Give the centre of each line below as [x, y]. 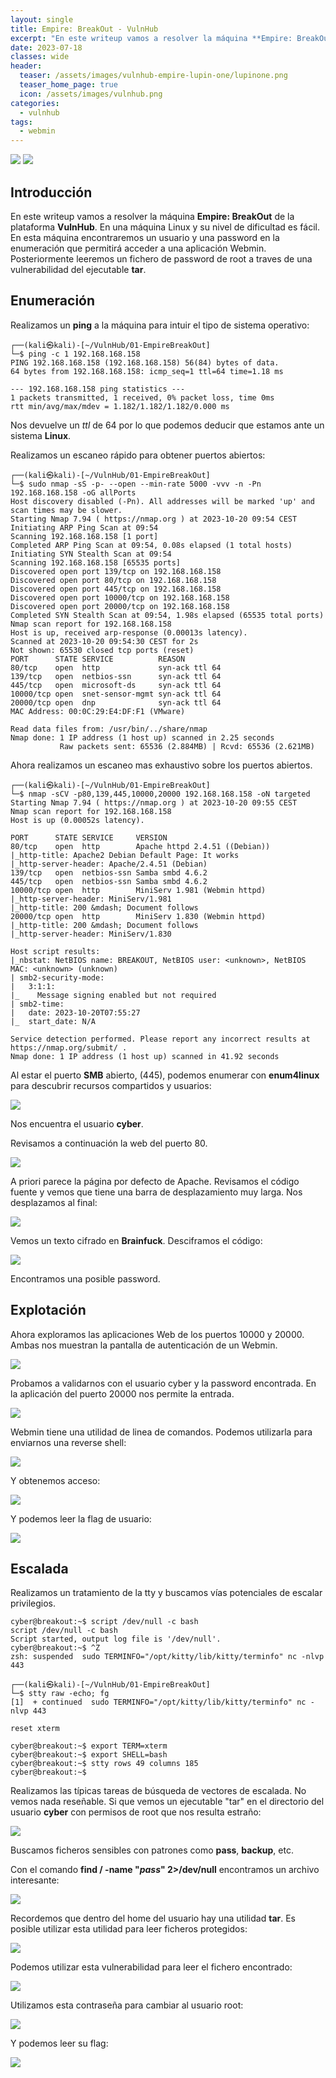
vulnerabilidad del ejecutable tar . [78, 269]
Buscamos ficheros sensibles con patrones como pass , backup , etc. [152, 1850]
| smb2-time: [37, 1004]
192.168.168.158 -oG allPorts [73, 492]
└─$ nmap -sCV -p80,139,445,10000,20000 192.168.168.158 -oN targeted [160, 794]
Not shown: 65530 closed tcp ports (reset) [102, 650]
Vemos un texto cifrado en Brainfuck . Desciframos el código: [136, 1240]
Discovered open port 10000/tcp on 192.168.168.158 [120, 597]
